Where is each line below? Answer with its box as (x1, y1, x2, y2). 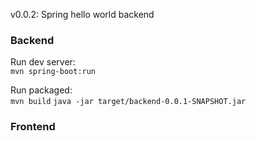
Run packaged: (10, 84, 73, 96)
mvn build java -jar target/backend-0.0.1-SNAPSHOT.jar (10, 97, 247, 107)
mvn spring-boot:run (10, 67, 97, 77)
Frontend (10, 120, 56, 134)
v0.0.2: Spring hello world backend (10, 9, 155, 20)
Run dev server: (10, 56, 76, 68)
